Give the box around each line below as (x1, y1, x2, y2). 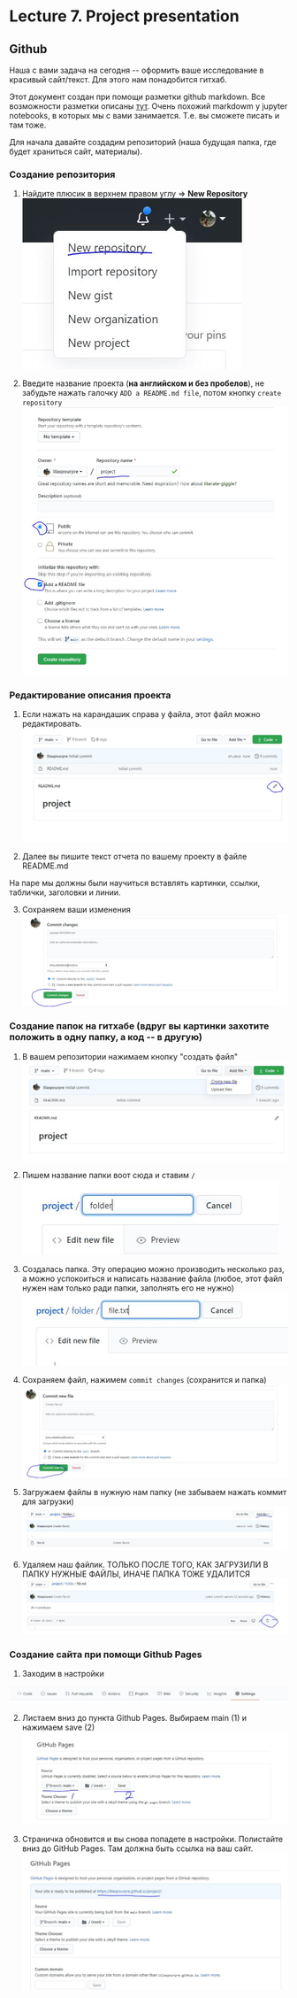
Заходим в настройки (21, 1668, 104, 1678)
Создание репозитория (9, 168, 116, 181)
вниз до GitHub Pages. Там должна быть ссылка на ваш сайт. (21, 1843, 254, 1854)
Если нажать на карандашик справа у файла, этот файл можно (21, 709, 261, 720)
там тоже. (9, 120, 47, 130)
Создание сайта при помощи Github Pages (9, 1648, 202, 1661)
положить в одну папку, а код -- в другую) (9, 1031, 203, 1044)
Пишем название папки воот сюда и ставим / (21, 1170, 196, 1181)
